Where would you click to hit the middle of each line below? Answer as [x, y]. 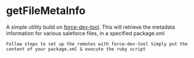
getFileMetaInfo [46, 11]
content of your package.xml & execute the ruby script [76, 49]
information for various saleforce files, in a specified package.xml [85, 33]
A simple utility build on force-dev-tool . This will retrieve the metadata [91, 27]
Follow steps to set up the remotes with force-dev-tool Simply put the [97, 44]
